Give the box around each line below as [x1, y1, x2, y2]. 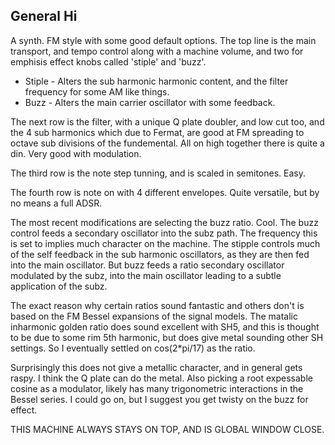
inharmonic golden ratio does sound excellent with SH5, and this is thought [10, 320, 320, 333]
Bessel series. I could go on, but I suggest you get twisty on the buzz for [10, 393, 309, 405]
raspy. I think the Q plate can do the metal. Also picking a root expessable [10, 372, 313, 384]
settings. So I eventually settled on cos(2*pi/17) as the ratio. [10, 342, 256, 354]
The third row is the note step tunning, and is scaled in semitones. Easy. [10, 167, 306, 179]
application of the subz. [10, 280, 108, 292]
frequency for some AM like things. [24, 85, 170, 98]
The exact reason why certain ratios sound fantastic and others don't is [10, 299, 305, 311]
